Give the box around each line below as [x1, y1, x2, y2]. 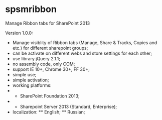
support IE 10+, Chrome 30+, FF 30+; [12, 66, 90, 72]
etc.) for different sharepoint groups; [12, 45, 88, 51]
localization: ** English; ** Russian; [12, 109, 85, 115]
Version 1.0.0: [5, 30, 34, 36]
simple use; [12, 71, 37, 77]
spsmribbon [5, 4, 57, 15]
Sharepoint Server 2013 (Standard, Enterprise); [20, 103, 117, 109]
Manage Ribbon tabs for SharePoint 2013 [5, 20, 90, 26]
